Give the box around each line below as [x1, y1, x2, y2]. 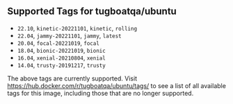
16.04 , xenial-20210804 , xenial [17, 53, 106, 62]
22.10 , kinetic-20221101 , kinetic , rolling [17, 24, 138, 32]
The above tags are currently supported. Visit [7, 74, 138, 83]
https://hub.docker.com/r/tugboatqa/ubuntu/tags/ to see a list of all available [7, 81, 226, 89]
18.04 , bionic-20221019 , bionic [17, 46, 106, 54]
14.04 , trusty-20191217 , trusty [17, 60, 106, 69]
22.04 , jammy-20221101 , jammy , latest [17, 31, 122, 40]
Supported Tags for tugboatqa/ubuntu [7, 6, 177, 17]
